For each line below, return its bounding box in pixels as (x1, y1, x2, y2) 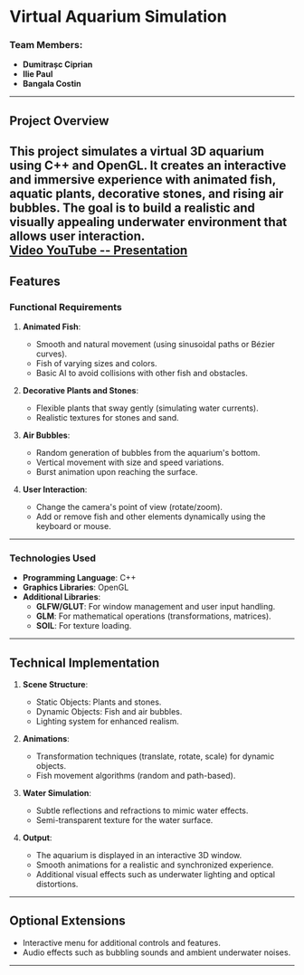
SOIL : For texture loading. (35, 620, 132, 631)
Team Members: (9, 39, 83, 52)
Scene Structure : (22, 679, 89, 690)
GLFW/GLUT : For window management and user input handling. (35, 601, 276, 612)
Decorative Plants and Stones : (22, 384, 138, 395)
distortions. (35, 879, 79, 890)
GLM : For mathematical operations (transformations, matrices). (35, 611, 271, 621)
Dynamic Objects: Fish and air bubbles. (35, 706, 183, 717)
